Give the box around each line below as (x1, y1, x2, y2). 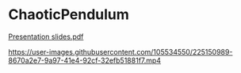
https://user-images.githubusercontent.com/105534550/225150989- (8, 47, 233, 56)
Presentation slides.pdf (8, 32, 84, 41)
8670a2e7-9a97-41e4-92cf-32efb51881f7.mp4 (8, 56, 161, 65)
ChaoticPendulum (8, 6, 129, 24)
